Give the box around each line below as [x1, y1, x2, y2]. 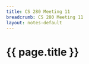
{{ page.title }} [6, 45, 80, 59]
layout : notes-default [6, 20, 62, 25]
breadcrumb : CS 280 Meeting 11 [6, 14, 84, 20]
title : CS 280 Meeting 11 [6, 8, 70, 15]
